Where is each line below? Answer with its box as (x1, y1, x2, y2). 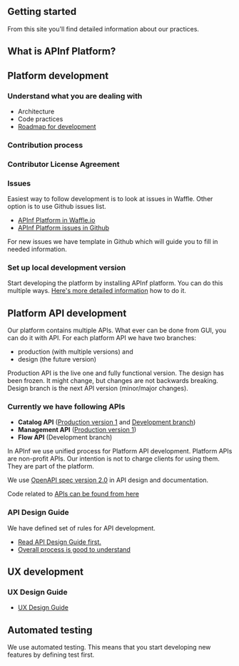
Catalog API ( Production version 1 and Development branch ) (17, 418, 196, 426)
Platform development (7, 69, 109, 81)
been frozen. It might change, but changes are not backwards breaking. (7, 376, 219, 385)
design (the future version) (17, 355, 97, 364)
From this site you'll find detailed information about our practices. (7, 24, 200, 33)
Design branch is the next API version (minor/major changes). (7, 384, 189, 393)
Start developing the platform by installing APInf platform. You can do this (7, 279, 223, 287)
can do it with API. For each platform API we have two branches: (7, 334, 196, 342)
